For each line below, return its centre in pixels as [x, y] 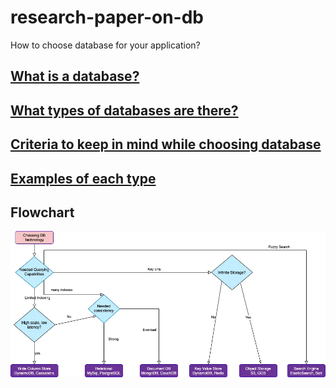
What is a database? [75, 76]
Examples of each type [83, 178]
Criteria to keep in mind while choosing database [166, 144]
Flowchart [42, 212]
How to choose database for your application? [105, 45]
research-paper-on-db [107, 17]
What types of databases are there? [124, 110]
